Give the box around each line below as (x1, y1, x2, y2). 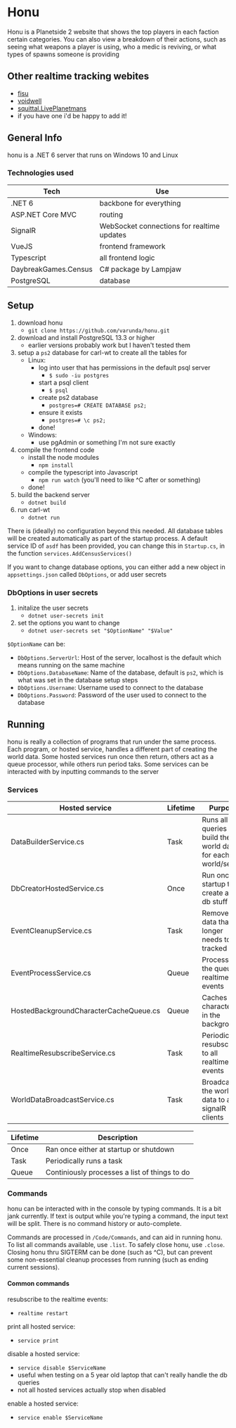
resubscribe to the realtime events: (7, 1295, 108, 1303)
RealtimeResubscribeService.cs (11, 1048, 116, 1058)
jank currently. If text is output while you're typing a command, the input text (7, 1212, 228, 1220)
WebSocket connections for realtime (99, 221, 220, 231)
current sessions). (7, 1263, 60, 1272)
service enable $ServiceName (17, 1414, 103, 1421)
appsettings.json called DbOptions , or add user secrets (7, 570, 167, 578)
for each (202, 850, 230, 860)
